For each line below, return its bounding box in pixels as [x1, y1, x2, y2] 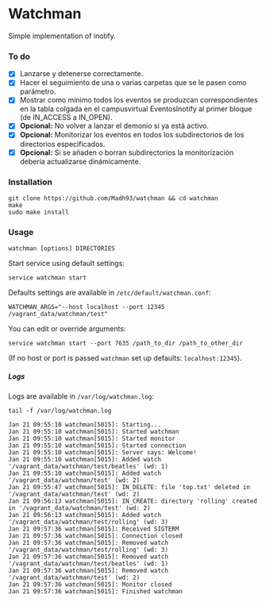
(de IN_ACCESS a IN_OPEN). [19, 113, 113, 122]
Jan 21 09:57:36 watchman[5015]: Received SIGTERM [8, 525, 179, 533]
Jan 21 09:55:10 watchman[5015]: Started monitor [8, 434, 176, 443]
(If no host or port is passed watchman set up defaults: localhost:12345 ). [8, 353, 242, 363]
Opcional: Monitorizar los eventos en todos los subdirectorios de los [19, 130, 245, 140]
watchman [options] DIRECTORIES [8, 245, 115, 253]
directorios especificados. [19, 139, 106, 149]
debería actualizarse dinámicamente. [19, 156, 141, 166]
